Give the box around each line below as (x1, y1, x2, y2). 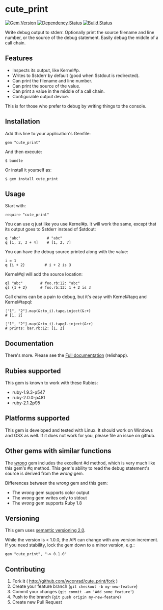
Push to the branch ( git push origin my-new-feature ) (12, 594, 121, 600)
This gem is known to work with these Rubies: (5, 380, 98, 385)
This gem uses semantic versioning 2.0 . (5, 527, 86, 534)
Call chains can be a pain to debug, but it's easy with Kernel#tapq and (5, 294, 147, 300)
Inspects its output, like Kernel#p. (12, 67, 80, 73)
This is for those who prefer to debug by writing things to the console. (5, 103, 147, 109)
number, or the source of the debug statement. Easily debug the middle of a (5, 35, 159, 40)
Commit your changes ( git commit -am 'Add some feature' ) (12, 589, 134, 595)
